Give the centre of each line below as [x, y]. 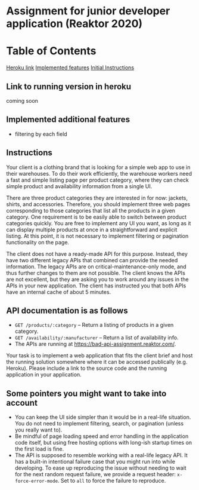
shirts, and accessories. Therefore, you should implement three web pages [98, 204]
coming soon [22, 100]
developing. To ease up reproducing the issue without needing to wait [100, 468]
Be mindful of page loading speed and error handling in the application [102, 436]
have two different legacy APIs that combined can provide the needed [92, 260]
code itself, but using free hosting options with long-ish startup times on [103, 443]
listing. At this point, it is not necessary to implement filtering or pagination [97, 236]
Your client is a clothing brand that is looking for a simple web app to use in [98, 167]
